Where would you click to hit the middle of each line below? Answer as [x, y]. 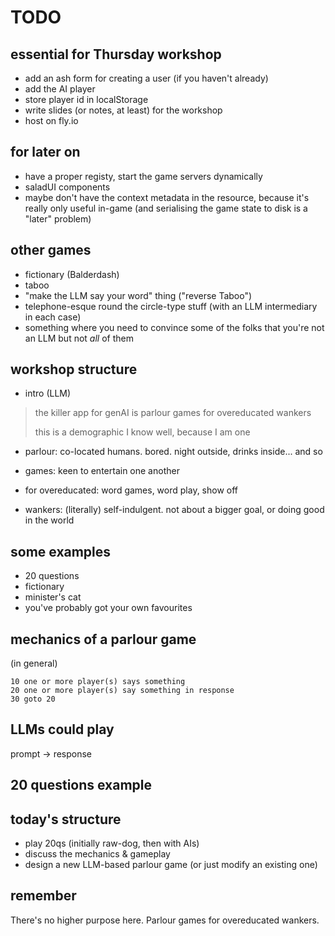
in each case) [53, 317]
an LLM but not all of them [79, 338]
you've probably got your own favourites [108, 608]
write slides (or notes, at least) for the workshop [123, 110]
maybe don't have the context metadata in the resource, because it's [167, 197]
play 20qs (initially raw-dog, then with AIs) [112, 843]
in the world [49, 520]
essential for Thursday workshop [116, 54]
